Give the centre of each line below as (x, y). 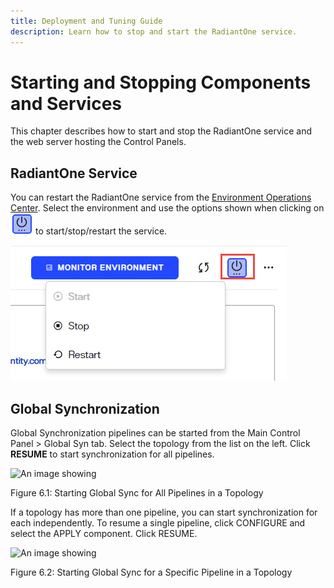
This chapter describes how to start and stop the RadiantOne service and (161, 131)
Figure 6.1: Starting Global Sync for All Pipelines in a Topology (137, 493)
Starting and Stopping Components (161, 82)
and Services (66, 103)
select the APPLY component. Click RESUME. (104, 534)
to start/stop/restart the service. (101, 231)
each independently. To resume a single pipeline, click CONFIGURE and (158, 523)
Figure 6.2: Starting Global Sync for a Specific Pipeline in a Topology (151, 572)
